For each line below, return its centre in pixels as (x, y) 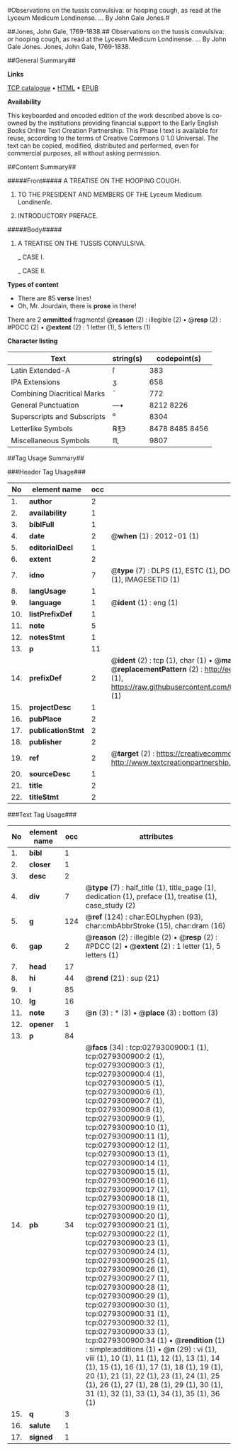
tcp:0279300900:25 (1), (127, 1260)
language (45, 603)
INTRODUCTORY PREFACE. (58, 216)
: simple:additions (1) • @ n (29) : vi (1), (151, 1349)
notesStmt (47, 637)
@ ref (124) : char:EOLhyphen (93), (144, 917)
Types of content (33, 284)
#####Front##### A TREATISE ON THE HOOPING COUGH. (95, 181)
